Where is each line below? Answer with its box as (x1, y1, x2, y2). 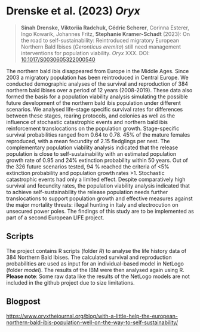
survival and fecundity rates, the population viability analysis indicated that (6, 182, 190, 189)
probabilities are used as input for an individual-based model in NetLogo (6, 259, 184, 267)
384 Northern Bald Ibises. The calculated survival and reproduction (6, 253, 172, 261)
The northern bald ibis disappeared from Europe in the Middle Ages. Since (6, 67, 189, 74)
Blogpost (6, 297, 41, 307)
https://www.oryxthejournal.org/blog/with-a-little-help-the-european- (6, 312, 178, 319)
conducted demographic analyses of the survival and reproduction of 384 (6, 80, 189, 87)
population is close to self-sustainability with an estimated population (6, 150, 177, 157)
